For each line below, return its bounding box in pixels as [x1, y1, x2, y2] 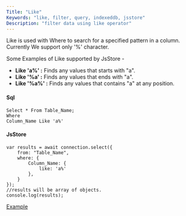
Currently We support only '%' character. [6, 43, 109, 51]
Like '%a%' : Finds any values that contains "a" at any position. [15, 80, 175, 87]
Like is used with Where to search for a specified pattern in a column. [6, 37, 181, 44]
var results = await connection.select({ [6, 144, 113, 150]
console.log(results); [6, 192, 64, 198]
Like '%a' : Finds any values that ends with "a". [15, 74, 134, 81]
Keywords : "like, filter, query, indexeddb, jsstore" [6, 15, 146, 21]
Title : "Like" [6, 9, 43, 15]
